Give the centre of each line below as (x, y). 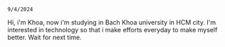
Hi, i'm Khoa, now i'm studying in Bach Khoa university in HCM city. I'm (111, 22)
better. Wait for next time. (45, 37)
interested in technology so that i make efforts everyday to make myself (112, 30)
